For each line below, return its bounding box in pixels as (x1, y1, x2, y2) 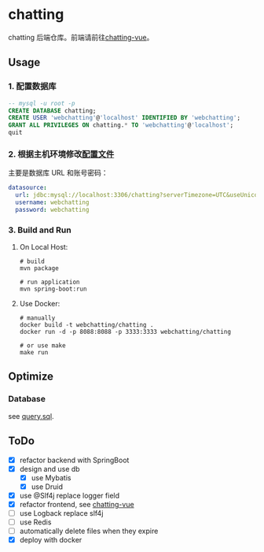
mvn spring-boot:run (19, 285, 87, 293)
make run (19, 349, 49, 357)
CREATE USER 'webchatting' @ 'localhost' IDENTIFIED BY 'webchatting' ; (8, 114, 241, 122)
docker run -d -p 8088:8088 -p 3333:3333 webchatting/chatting (19, 328, 232, 336)
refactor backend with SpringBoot (19, 455, 130, 465)
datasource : (8, 183, 47, 192)
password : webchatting (15, 206, 90, 213)
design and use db (19, 464, 80, 473)
